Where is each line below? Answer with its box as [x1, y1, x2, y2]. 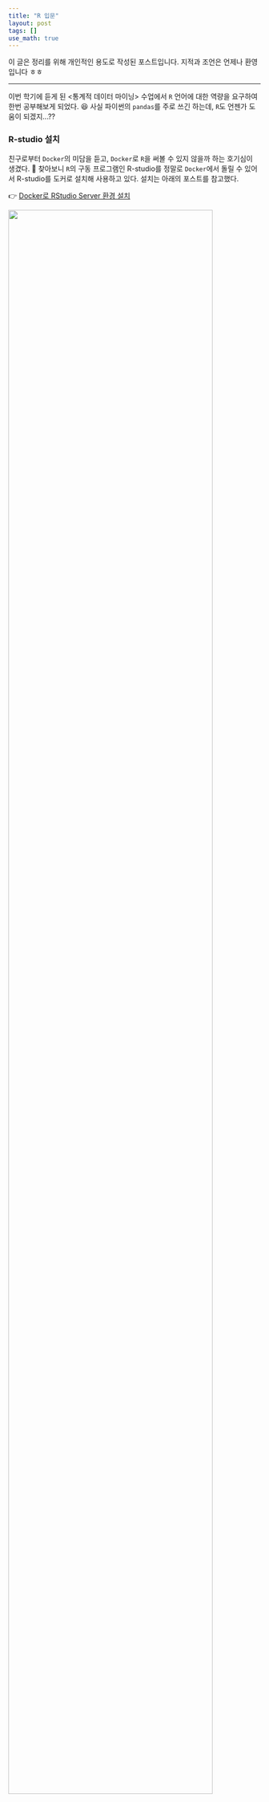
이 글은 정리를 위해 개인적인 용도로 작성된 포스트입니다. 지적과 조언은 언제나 [8, 57, 243, 67]
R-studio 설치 [8, 134, 60, 145]
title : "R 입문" [8, 11, 59, 20]
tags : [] [8, 26, 38, 34]
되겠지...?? [22, 112, 56, 121]
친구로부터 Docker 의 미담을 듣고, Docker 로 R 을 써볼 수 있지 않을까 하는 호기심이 [8, 153, 254, 163]
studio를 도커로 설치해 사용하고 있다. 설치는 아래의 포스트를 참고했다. [24, 173, 239, 183]
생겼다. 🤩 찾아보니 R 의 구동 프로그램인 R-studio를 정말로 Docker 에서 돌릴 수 [8, 164, 243, 173]
